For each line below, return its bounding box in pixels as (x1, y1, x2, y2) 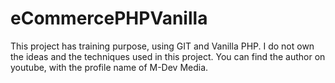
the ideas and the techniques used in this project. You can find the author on (10, 50, 326, 62)
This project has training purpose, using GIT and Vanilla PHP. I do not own (10, 40, 315, 52)
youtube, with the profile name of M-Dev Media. (10, 61, 209, 73)
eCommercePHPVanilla (10, 7, 208, 30)
